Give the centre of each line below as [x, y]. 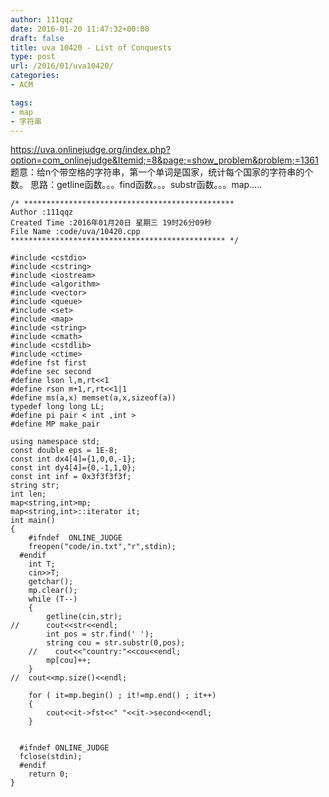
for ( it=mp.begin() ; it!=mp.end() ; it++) [122, 696]
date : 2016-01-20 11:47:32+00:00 [80, 29]
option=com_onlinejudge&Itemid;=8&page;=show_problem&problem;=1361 [164, 160]
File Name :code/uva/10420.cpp [75, 232]
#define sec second [51, 372]
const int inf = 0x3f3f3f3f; [71, 477]
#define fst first [48, 363]
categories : [35, 76]
